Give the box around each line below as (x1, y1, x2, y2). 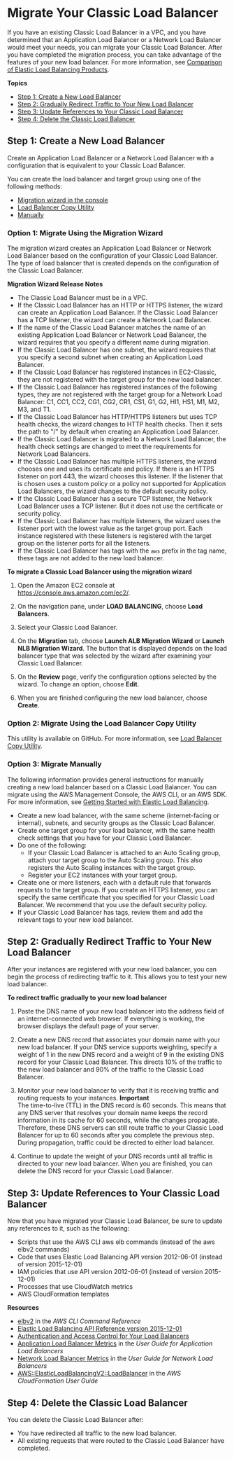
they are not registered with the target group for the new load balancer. (17, 375, 222, 384)
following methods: (7, 182, 63, 191)
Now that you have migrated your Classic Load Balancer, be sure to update (7, 1217, 223, 1225)
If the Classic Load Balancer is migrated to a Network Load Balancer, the (17, 435, 226, 443)
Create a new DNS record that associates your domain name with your (17, 1035, 221, 1044)
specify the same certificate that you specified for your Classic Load (17, 893, 215, 901)
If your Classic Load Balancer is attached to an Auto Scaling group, (27, 848, 221, 857)
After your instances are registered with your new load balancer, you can (7, 965, 217, 974)
